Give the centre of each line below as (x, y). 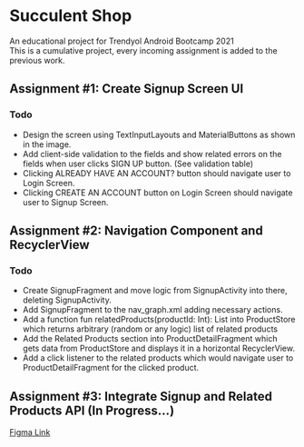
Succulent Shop (71, 16)
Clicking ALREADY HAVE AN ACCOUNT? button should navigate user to (157, 173)
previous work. (37, 60)
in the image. (47, 144)
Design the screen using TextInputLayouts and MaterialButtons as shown (159, 134)
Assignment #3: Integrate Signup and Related (141, 396)
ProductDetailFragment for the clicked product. (111, 368)
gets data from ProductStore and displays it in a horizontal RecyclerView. (158, 348)
